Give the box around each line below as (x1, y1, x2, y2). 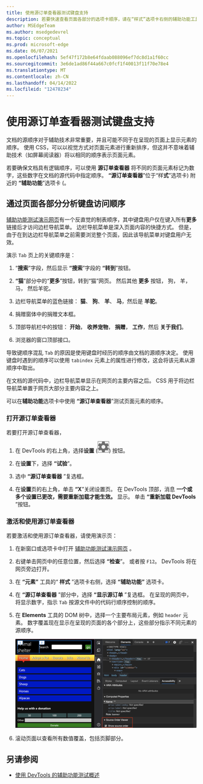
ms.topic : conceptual (6, 35, 61, 42)
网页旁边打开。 (14, 566, 53, 573)
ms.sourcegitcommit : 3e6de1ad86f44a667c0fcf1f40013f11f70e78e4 (6, 60, 169, 67)
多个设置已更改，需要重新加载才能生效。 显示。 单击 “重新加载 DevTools (14, 493, 196, 500)
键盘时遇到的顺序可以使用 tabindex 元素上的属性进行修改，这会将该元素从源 (6, 356, 195, 364)
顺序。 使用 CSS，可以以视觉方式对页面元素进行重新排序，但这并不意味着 (6, 144, 190, 151)
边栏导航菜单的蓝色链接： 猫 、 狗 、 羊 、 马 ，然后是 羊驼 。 (14, 297, 161, 305)
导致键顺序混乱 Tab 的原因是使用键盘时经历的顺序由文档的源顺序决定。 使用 (6, 348, 194, 356)
